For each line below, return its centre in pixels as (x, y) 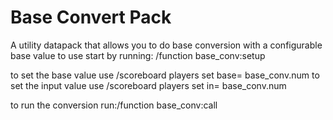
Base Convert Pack (91, 17)
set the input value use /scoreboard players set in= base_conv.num (148, 85)
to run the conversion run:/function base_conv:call (114, 105)
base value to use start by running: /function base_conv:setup (138, 55)
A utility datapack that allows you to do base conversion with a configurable (166, 45)
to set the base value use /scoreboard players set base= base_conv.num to (165, 75)
